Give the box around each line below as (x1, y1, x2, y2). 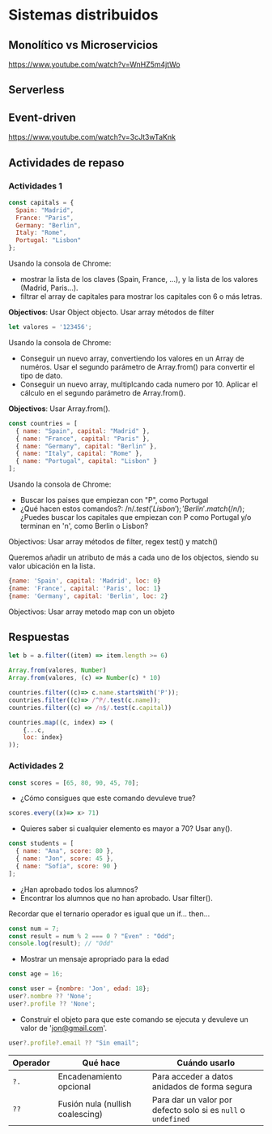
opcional (57, 1080, 91, 1092)
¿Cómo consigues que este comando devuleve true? (19, 794, 196, 803)
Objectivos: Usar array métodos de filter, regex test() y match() (8, 537, 219, 547)
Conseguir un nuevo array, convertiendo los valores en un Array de (19, 353, 244, 363)
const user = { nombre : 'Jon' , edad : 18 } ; (8, 985, 151, 993)
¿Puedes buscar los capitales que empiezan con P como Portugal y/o (19, 513, 252, 522)
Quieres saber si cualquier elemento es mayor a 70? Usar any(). (19, 824, 233, 833)
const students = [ (8, 839, 74, 848)
